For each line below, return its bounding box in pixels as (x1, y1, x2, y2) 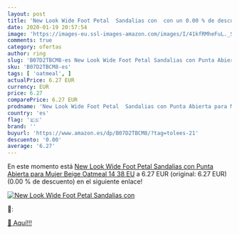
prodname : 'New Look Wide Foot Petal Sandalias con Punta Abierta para (7, 103, 228, 110)
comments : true (7, 37, 53, 44)
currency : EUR (7, 83, 50, 90)
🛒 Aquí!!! (7, 218, 33, 228)
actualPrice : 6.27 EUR (7, 76, 75, 84)
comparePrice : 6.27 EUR (7, 97, 78, 104)
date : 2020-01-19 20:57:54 (7, 23, 87, 31)
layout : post (7, 10, 46, 18)
